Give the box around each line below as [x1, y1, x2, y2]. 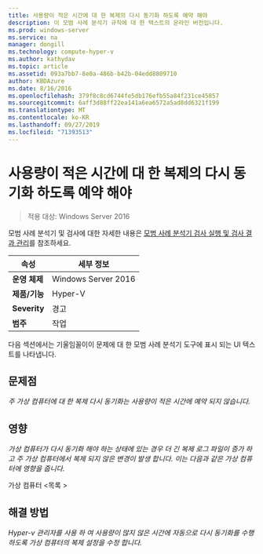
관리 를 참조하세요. [16, 238, 71, 247]
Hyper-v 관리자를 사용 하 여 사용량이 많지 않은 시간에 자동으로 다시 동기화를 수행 [8, 528, 254, 538]
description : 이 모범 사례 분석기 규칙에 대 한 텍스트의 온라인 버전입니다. [8, 19, 224, 27]
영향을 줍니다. [22, 464, 65, 473]
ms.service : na [8, 33, 58, 42]
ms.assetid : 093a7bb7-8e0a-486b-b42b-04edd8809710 [8, 70, 177, 78]
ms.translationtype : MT [8, 107, 86, 115]
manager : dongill [8, 41, 65, 49]
